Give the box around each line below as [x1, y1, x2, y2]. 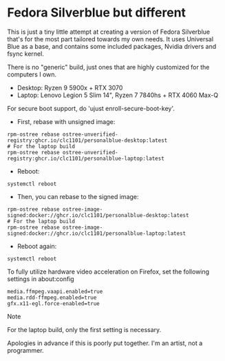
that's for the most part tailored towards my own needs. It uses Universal [7, 34, 214, 43]
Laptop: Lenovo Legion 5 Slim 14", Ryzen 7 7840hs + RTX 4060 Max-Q [17, 91, 219, 99]
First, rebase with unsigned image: [17, 117, 116, 125]
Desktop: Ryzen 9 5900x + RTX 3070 [17, 83, 123, 92]
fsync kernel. [7, 50, 45, 58]
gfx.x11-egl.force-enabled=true [7, 300, 100, 307]
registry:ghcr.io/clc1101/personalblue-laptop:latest [7, 155, 165, 162]
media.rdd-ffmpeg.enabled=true [7, 294, 97, 301]
